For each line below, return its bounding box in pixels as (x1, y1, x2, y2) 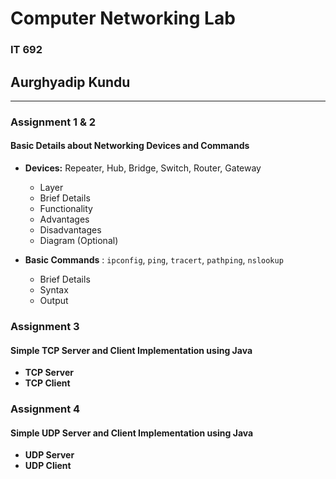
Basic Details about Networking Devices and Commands (10, 140, 250, 152)
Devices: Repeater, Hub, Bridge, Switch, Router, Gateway (24, 162, 262, 174)
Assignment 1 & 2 (10, 115, 97, 129)
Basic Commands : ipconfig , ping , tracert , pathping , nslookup (24, 254, 284, 266)
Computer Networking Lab (10, 7, 236, 30)
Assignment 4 (10, 402, 81, 416)
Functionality (39, 203, 93, 215)
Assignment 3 (10, 319, 80, 333)
